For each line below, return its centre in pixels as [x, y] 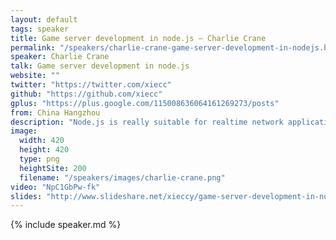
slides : [26, 196]
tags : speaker [40, 29]
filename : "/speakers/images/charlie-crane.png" [122, 177]
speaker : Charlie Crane [60, 57]
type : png [39, 159]
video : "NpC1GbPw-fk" [55, 187]
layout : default [44, 19]
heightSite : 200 [53, 168]
